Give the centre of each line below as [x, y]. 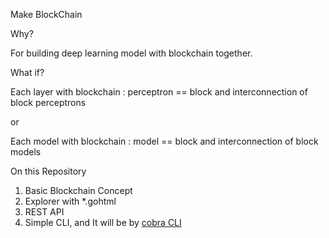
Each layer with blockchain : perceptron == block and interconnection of [159, 92]
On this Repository [48, 171]
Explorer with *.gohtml [70, 201]
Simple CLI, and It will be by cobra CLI [103, 222]
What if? [27, 72]
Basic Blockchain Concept [78, 190]
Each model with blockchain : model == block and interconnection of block [164, 141]
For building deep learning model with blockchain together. [131, 53]
